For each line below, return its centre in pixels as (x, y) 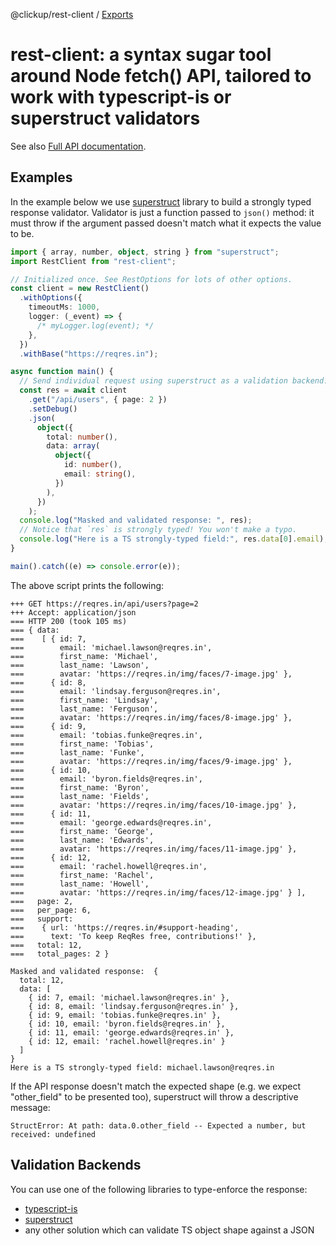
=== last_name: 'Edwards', (82, 840)
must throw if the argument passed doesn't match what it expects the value (166, 223)
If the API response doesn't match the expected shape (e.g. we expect (156, 1086)
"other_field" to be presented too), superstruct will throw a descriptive (154, 1096)
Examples (41, 177)
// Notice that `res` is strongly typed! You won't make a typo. (158, 530)
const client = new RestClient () (80, 289)
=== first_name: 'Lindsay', (84, 700)
